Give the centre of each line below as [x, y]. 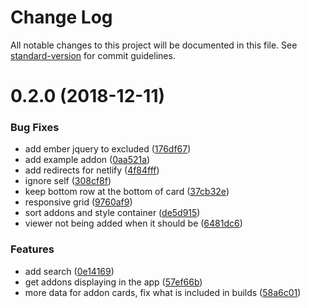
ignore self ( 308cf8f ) [68, 181]
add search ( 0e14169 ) [69, 271]
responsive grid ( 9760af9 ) [78, 202]
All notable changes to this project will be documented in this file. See [154, 45]
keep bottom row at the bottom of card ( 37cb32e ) [127, 192]
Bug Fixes [35, 128]
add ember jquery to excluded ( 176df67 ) [108, 149]
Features [32, 249]
